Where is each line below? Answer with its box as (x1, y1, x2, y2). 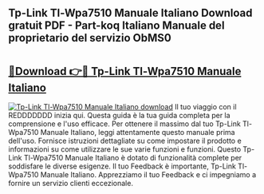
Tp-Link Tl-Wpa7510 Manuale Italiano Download (8, 6, 253, 20)
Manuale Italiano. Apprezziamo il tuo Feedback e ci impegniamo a (40, 170, 257, 179)
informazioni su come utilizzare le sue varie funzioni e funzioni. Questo (8, 145, 242, 154)
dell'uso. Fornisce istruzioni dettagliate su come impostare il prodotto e (8, 136, 242, 145)
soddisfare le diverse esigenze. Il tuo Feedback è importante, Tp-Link (8, 161, 237, 171)
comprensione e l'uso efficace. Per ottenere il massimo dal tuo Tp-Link (8, 119, 241, 129)
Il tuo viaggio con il (174, 102, 237, 111)
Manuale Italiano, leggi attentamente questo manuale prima (40, 128, 235, 137)
